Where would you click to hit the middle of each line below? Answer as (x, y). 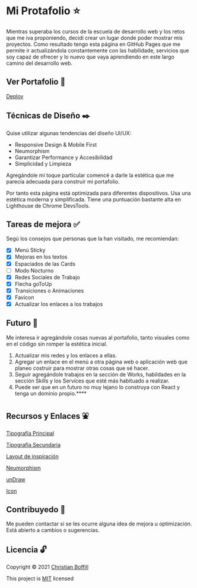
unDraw (16, 479)
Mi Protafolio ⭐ (43, 11)
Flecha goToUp (33, 284)
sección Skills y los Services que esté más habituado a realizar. (92, 381)
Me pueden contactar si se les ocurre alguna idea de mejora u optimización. (99, 524)
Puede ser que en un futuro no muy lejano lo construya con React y (97, 387)
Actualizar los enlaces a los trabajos (59, 304)
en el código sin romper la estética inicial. (57, 344)
